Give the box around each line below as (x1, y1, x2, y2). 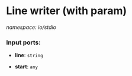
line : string (14, 52, 43, 59)
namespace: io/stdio (6, 24, 56, 31)
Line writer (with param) (6, 4, 127, 18)
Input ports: (6, 38, 41, 47)
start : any (14, 63, 38, 70)
